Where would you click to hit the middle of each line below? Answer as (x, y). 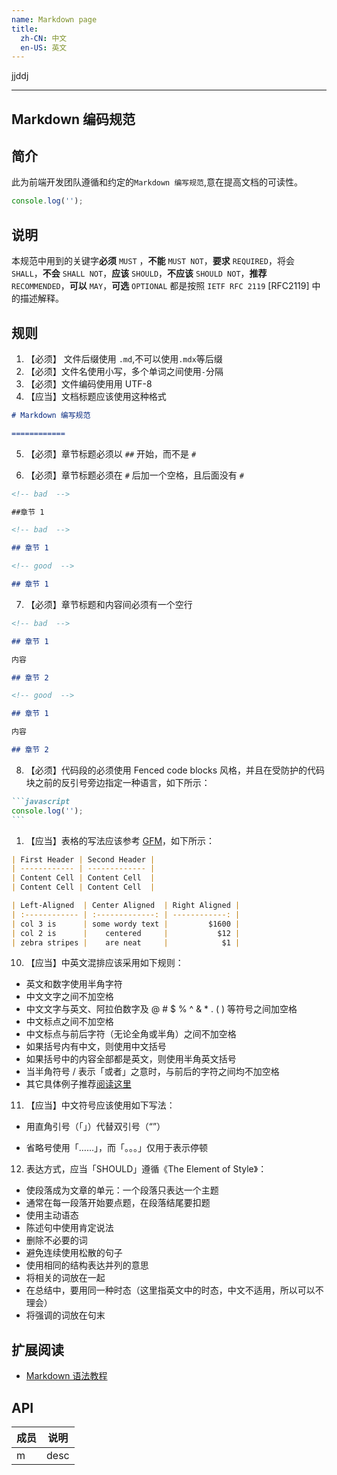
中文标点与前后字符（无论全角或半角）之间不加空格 (131, 1034)
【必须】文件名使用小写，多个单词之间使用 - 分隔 (124, 371)
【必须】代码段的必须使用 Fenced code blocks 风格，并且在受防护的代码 (175, 770)
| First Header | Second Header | (83, 859)
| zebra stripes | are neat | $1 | (126, 942)
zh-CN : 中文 (44, 38)
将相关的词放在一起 (65, 1278)
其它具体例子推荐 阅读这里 (78, 1084)
